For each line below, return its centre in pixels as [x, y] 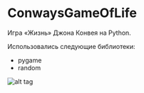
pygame [30, 60]
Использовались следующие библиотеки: [71, 46]
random [29, 67]
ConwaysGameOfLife [72, 13]
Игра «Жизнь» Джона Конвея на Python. [70, 33]
